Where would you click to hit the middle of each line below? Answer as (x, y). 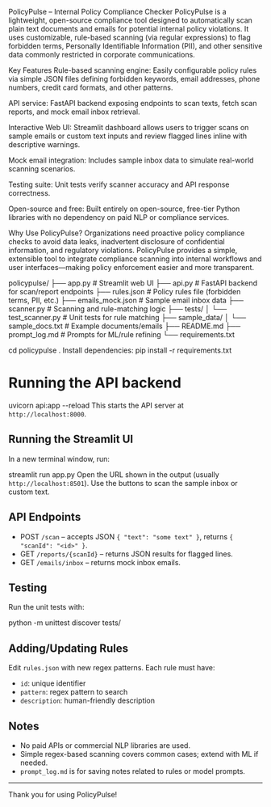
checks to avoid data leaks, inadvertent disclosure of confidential (117, 241)
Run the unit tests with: (46, 607)
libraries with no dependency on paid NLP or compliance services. (119, 217)
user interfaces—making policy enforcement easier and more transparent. (131, 267)
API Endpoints (45, 517)
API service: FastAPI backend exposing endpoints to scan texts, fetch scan (133, 103)
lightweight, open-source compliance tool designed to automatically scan (130, 20)
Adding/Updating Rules (69, 648)
